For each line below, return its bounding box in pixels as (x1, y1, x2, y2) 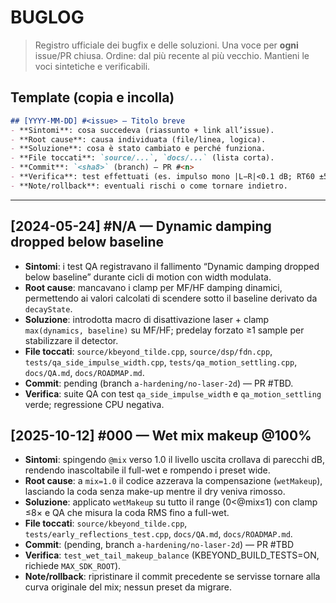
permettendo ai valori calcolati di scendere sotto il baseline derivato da (24, 292, 318, 304)
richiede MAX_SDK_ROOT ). (24, 560, 122, 572)
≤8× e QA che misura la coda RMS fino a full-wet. (24, 507, 230, 519)
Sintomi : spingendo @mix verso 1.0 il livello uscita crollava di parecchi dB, (24, 454, 326, 466)
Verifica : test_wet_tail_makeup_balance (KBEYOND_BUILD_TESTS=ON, (24, 549, 320, 561)
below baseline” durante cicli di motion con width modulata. (24, 271, 272, 283)
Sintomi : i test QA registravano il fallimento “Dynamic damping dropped (24, 260, 320, 272)
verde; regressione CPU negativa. (24, 398, 165, 410)
